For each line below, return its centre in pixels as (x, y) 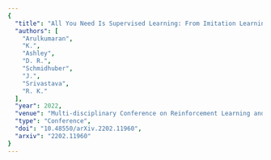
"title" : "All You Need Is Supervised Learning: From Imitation (125, 23)
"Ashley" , (39, 53)
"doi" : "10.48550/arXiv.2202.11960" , (78, 128)
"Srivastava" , (46, 83)
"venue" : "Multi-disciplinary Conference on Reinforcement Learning (133, 114)
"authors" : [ (37, 31)
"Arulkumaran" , (48, 38)
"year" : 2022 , (38, 106)
